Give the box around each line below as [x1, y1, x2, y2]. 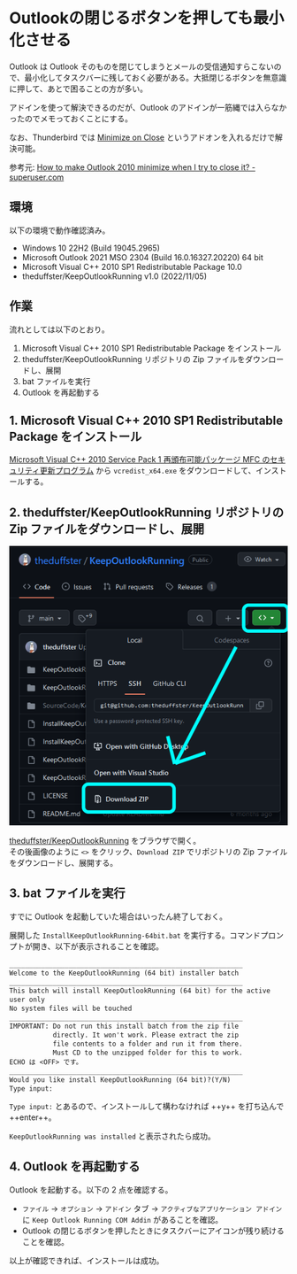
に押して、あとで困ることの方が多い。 [9, 83, 148, 94]
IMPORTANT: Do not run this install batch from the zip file [9, 1022, 240, 1031]
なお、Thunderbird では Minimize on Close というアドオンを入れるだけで [9, 132, 276, 143]
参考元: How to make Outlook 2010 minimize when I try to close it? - [9, 161, 256, 173]
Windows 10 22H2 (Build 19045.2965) [21, 243, 161, 253]
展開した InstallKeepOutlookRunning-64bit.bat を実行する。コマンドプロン [9, 930, 285, 940]
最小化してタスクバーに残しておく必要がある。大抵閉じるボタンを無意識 [24, 72, 287, 82]
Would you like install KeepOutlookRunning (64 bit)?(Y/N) [9, 1075, 232, 1085]
